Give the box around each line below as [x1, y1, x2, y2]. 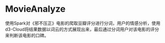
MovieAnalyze [5, 3, 66, 15]
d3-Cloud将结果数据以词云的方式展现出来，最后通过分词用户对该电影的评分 [5, 26, 160, 32]
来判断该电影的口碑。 [5, 32, 49, 38]
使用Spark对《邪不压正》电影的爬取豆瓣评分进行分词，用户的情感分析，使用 [5, 20, 161, 26]
